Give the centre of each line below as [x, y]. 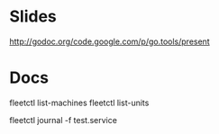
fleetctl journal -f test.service [63, 120]
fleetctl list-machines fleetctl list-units [79, 103]
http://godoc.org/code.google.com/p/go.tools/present [109, 41]
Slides [33, 17]
